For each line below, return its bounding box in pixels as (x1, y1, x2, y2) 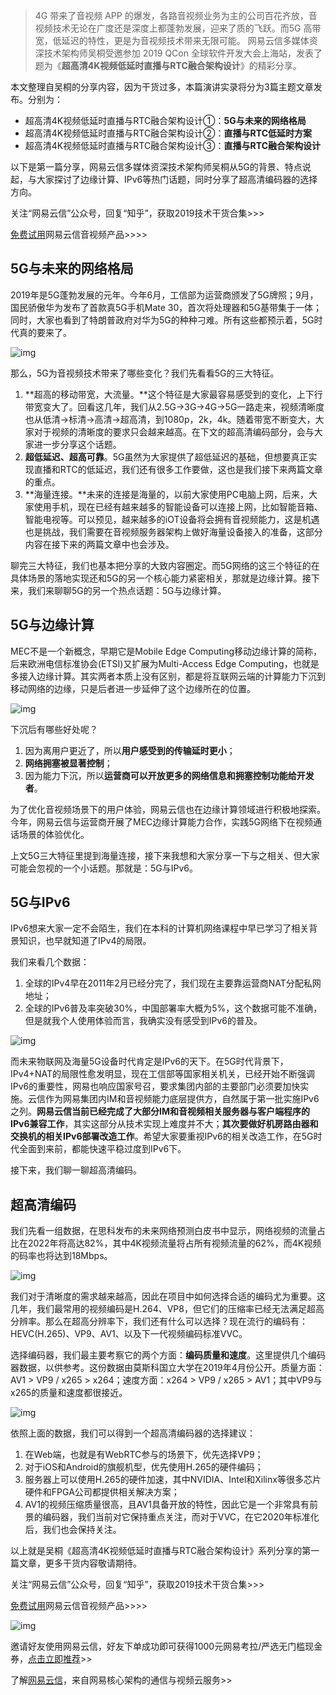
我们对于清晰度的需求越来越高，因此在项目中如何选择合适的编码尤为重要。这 (10, 1290, 326, 1303)
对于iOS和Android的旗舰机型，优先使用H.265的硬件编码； (24, 1461, 264, 1473)
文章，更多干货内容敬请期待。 (18, 1557, 142, 1569)
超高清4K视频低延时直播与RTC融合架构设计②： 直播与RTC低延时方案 (24, 127, 313, 139)
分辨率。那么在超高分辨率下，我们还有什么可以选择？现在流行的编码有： (10, 1315, 308, 1328)
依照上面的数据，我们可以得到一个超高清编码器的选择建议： (10, 1427, 256, 1439)
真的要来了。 (18, 326, 72, 338)
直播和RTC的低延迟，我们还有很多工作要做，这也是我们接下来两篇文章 (33, 463, 323, 475)
